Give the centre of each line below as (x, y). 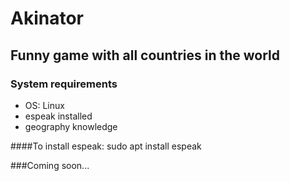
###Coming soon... (50, 165)
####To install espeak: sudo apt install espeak (106, 146)
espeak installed (58, 116)
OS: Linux (44, 105)
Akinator (47, 18)
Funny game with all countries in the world (145, 55)
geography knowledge (71, 126)
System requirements (64, 84)
